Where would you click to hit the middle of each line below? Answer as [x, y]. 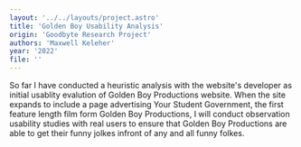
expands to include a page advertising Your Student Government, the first [147, 104]
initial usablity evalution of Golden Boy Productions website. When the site [148, 95]
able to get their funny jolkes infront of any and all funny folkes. [127, 133]
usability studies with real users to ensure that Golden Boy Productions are [148, 124]
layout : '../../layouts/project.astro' [85, 18]
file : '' [26, 60]
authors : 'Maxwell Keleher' [62, 43]
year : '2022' [34, 51]
